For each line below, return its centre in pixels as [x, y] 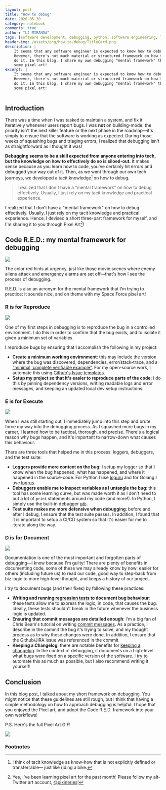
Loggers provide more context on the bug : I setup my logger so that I [83, 467]
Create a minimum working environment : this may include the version [84, 357]
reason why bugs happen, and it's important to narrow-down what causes [81, 437]
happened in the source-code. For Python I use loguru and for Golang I [84, 478]
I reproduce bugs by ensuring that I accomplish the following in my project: [82, 347]
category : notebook [25, 24]
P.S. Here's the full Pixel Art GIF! [38, 725]
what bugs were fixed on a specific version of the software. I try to [80, 656]
